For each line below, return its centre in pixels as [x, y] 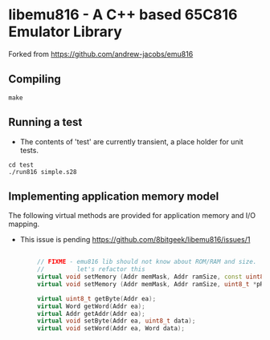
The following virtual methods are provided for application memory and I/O [132, 216]
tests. [29, 150]
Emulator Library [65, 32]
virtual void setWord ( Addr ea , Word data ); [111, 329]
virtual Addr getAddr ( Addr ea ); [92, 314]
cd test [21, 165]
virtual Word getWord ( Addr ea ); [92, 306]
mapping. [24, 224]
